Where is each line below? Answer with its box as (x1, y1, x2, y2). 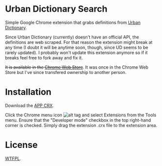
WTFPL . (5, 155, 21, 161)
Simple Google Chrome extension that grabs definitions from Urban (5, 19, 141, 25)
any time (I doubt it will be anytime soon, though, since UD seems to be (5, 44, 148, 50)
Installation (5, 87, 52, 98)
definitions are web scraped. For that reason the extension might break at (5, 39, 153, 45)
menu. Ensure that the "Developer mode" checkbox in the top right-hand (5, 117, 151, 123)
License (5, 140, 38, 150)
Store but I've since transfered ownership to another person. (5, 69, 127, 75)
